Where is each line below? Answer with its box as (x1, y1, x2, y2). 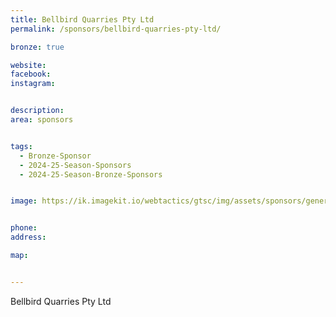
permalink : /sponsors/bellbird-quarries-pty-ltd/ (10, 24, 222, 34)
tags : (10, 141, 33, 151)
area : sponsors (10, 115, 74, 125)
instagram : (10, 79, 56, 89)
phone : (10, 223, 38, 233)
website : (10, 60, 47, 70)
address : (10, 232, 47, 243)
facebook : (10, 69, 52, 80)
